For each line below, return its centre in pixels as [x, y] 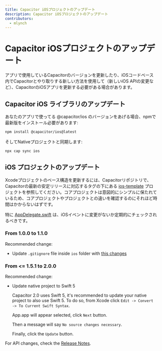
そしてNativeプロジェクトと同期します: [44, 142]
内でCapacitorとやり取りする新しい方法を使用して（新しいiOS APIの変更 [77, 81]
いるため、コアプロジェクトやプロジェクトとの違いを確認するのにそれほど [79, 198]
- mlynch [18, 23]
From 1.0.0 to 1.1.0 [26, 234]
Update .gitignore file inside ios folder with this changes [69, 253]
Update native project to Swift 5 [44, 286]
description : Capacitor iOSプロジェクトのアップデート [57, 14]
